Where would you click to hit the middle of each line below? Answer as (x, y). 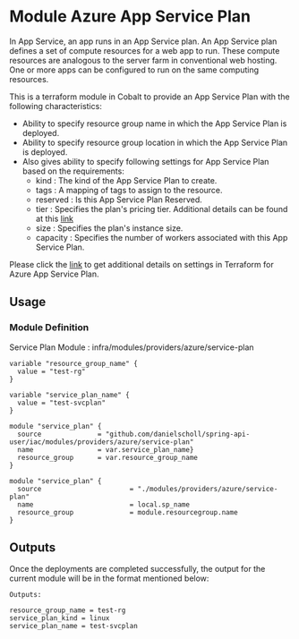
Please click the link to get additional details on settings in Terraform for (142, 264)
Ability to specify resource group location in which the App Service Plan (155, 142)
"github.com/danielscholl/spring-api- (178, 434)
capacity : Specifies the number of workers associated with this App (162, 237)
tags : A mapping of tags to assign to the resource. (129, 190)
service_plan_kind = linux (60, 618)
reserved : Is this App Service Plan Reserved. (119, 200)
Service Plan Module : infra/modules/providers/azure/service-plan (132, 347)
